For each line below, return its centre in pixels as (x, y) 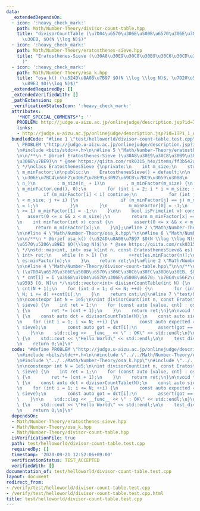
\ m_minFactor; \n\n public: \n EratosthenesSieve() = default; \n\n (104, 172)
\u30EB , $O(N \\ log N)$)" (54, 39)
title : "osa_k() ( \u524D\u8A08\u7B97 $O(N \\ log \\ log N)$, (93, 78)
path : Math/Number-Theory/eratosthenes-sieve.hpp (80, 51)
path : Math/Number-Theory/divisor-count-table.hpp (81, 28)
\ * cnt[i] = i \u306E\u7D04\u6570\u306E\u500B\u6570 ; (86, 278)
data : (13, 12)
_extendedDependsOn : (37, 17)
